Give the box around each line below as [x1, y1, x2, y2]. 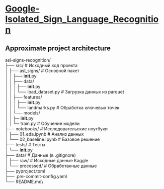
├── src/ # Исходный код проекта [5, 63, 78, 68]
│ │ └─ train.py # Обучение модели [5, 120, 80, 126]
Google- [5, 3, 40, 14]
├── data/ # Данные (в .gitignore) [5, 152, 76, 158]
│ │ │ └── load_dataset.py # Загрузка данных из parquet [5, 89, 124, 94]
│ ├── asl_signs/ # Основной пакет [5, 68, 80, 74]
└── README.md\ [5, 179, 43, 185]
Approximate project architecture [5, 44, 111, 52]
